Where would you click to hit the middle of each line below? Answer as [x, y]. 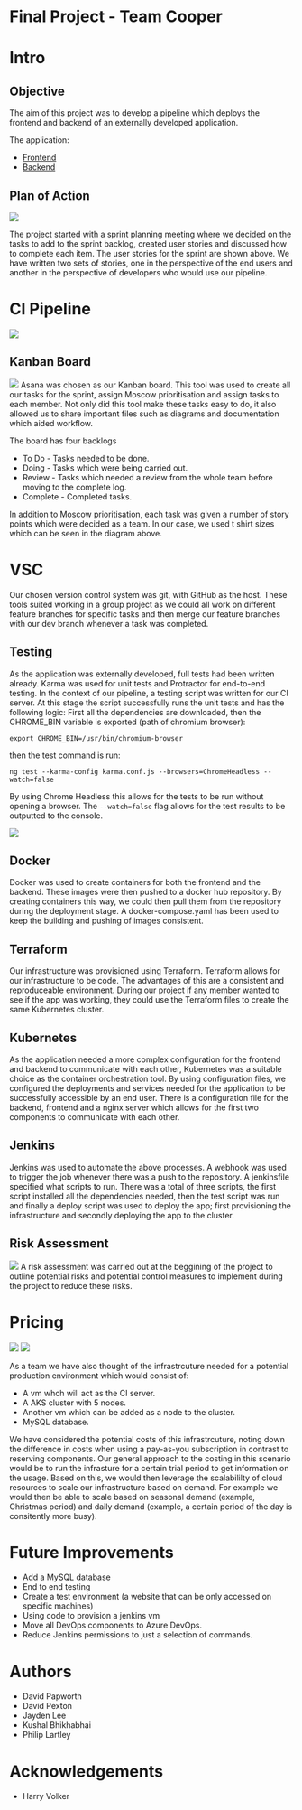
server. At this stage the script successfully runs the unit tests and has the [147, 703]
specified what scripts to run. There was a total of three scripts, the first [143, 1186]
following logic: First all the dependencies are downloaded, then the [135, 712]
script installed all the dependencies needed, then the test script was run [145, 1196]
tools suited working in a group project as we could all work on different [142, 604]
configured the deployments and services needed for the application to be [147, 1088]
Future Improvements [92, 1552]
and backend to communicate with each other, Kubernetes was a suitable [146, 1068]
